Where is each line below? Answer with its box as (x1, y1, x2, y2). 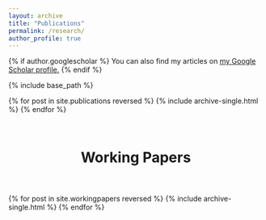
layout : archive (8, 11, 63, 20)
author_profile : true (8, 34, 82, 43)
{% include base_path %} (8, 81, 94, 90)
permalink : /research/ (8, 27, 85, 35)
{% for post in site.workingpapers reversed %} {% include (8, 194, 202, 204)
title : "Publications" (8, 19, 85, 27)
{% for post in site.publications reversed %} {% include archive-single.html (8, 96, 259, 106)
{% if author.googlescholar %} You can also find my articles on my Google (8, 56, 256, 66)
